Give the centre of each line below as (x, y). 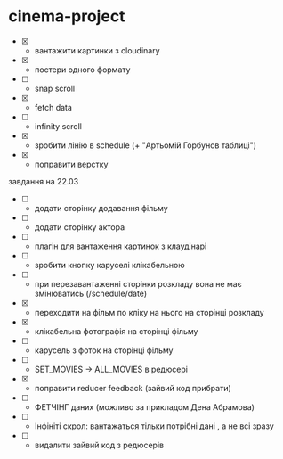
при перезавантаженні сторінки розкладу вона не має (138, 283)
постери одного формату (82, 70)
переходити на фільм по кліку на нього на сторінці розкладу (149, 312)
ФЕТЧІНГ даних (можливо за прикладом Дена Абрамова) (145, 406)
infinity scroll (58, 126)
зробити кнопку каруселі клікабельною (110, 265)
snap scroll (55, 88)
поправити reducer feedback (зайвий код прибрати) (133, 388)
